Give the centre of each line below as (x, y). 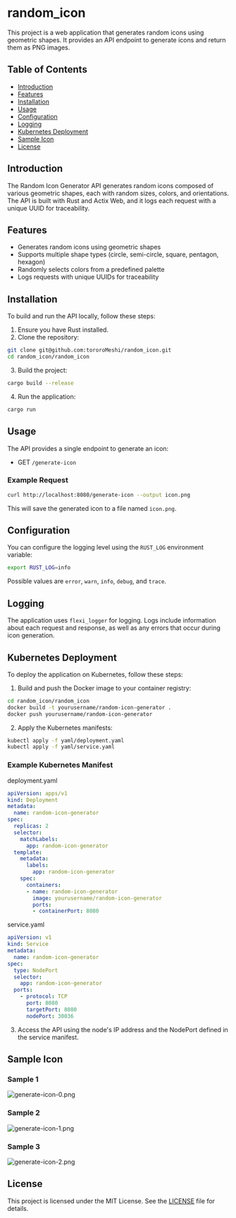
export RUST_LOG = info (39, 568)
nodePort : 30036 (50, 1016)
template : (28, 852)
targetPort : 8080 (51, 1009)
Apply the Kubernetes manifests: (65, 728)
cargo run (22, 409)
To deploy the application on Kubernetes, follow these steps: (95, 674)
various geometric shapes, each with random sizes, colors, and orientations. (118, 193)
